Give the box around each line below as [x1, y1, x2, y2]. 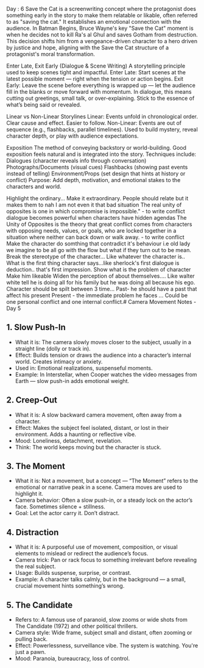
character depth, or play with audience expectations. [6, 132, 139, 139]
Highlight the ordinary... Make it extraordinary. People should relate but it [6, 195, 189, 202]
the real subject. [15, 563, 56, 570]
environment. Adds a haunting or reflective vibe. [15, 431, 136, 438]
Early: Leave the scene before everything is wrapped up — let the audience [6, 82, 196, 89]
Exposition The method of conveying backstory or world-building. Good [6, 144, 187, 151]
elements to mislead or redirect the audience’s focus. [15, 550, 149, 557]
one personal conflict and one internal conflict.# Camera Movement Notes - [6, 298, 197, 305]
